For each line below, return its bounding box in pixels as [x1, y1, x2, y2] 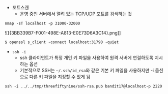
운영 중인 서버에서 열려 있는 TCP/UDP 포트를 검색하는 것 [19, 11, 132, 17]
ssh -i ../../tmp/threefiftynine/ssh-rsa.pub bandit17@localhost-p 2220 [5, 84, 162, 89]
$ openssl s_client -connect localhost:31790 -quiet [5, 40, 119, 45]
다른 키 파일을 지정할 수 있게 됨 [29, 74, 91, 80]
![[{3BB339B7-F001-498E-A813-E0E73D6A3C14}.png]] [5, 30, 121, 36]
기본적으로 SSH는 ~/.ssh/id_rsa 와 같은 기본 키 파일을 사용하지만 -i [19, 68, 154, 73]
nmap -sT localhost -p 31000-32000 [5, 21, 80, 26]
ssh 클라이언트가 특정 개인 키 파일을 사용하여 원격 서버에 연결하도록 [19, 55, 154, 60]
